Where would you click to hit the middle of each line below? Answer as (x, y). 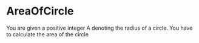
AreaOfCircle (40, 11)
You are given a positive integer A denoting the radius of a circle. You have (99, 28)
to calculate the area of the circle (48, 34)
